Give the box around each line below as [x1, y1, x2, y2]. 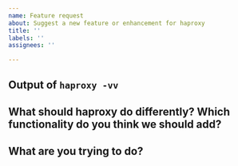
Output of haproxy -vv [8, 77, 119, 92]
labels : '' [8, 34, 45, 42]
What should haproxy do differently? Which [8, 105, 230, 118]
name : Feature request [8, 11, 84, 20]
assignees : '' [8, 41, 56, 49]
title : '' [8, 26, 42, 34]
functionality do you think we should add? [8, 117, 222, 131]
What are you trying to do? [8, 144, 144, 158]
